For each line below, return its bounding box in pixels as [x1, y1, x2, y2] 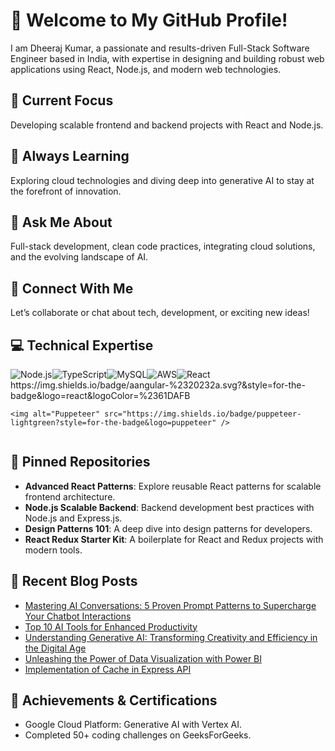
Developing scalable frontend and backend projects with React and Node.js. [10, 119, 324, 131]
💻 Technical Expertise [10, 337, 154, 354]
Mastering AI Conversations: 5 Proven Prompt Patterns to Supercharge [24, 599, 317, 611]
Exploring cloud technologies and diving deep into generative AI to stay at [10, 174, 315, 186]
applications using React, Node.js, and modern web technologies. [10, 63, 282, 75]
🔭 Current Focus [10, 92, 114, 109]
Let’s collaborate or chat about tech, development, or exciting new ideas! [10, 307, 310, 319]
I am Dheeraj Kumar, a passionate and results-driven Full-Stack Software [10, 42, 310, 54]
